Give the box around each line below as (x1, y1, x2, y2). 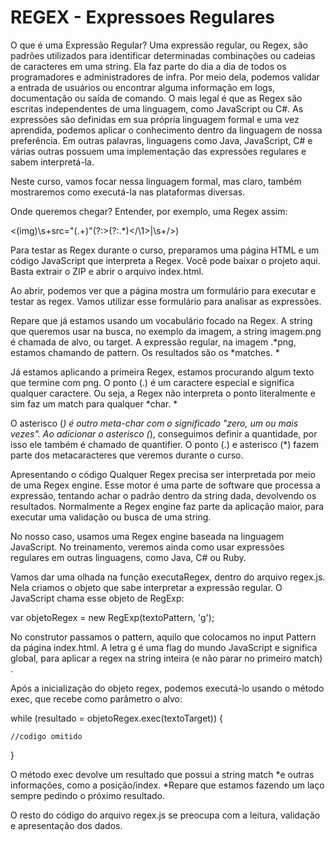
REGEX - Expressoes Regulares (10, 6, 276, 29)
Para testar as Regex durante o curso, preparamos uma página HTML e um (10, 244, 320, 256)
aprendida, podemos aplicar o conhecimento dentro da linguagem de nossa (10, 124, 323, 136)
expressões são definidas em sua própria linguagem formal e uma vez (10, 113, 300, 125)
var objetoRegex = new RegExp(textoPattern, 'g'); (10, 611, 215, 623)
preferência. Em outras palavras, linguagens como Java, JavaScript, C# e (10, 134, 313, 146)
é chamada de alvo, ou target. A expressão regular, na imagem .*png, (10, 336, 297, 348)
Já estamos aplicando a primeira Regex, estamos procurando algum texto (10, 366, 315, 378)
